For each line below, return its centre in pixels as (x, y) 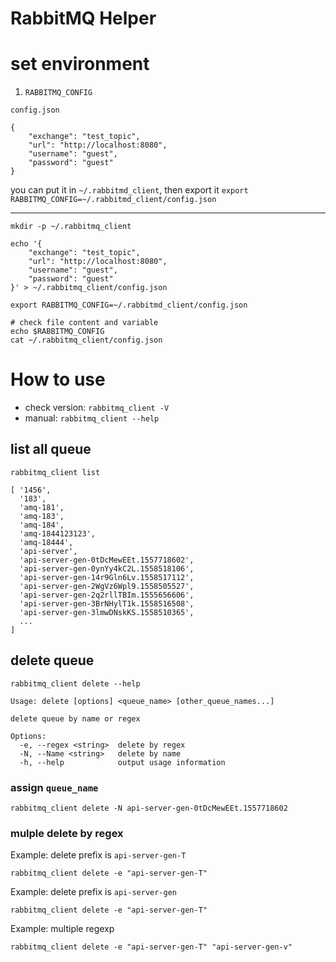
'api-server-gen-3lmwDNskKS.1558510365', (107, 612)
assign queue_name (54, 787)
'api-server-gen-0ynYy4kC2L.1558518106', (107, 568)
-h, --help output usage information (122, 762)
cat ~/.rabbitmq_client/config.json (86, 340)
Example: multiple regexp (62, 929)
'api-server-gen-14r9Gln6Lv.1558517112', (107, 577)
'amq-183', (42, 516)
